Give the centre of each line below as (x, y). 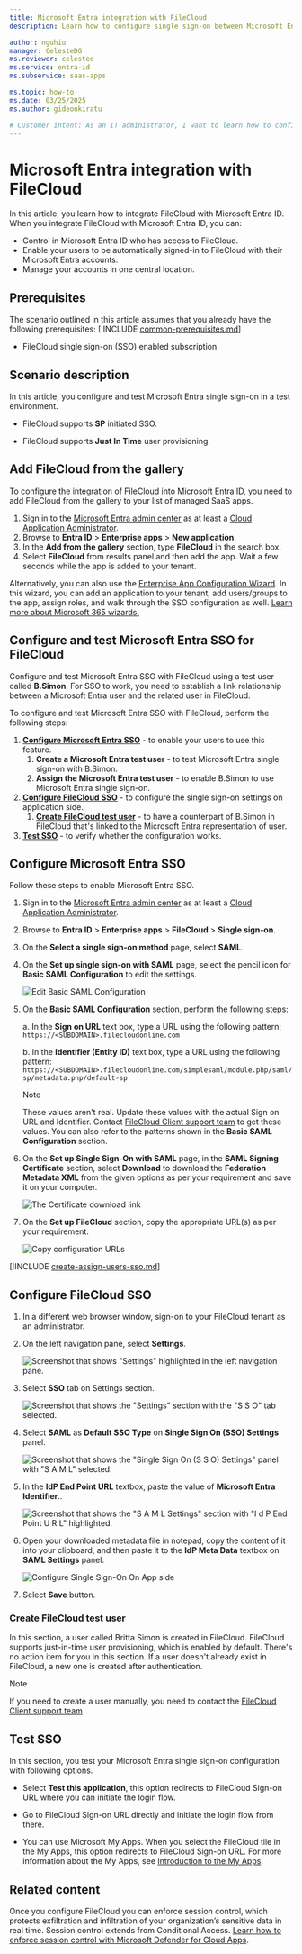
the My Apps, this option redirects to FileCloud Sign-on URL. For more (152, 1851)
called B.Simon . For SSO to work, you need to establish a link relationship (146, 686)
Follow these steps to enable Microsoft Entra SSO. (102, 886)
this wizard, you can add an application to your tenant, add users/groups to (148, 593)
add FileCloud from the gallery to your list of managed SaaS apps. (131, 500)
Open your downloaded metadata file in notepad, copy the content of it (154, 1540)
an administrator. (53, 1326)
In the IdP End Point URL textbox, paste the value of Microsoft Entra (149, 1486)
